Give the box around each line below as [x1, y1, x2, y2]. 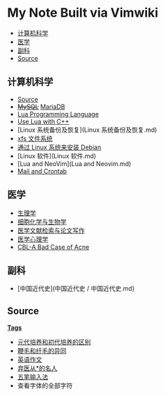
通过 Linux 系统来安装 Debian [17, 143, 102, 151]
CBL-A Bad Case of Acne [17, 243, 90, 251]
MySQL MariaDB [17, 102, 65, 111]
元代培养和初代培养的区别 [17, 338, 91, 346]
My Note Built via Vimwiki [7, 5, 159, 21]
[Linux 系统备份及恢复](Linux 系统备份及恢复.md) [17, 125, 157, 134]
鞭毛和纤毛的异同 [17, 346, 67, 355]
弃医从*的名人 [17, 364, 58, 372]
